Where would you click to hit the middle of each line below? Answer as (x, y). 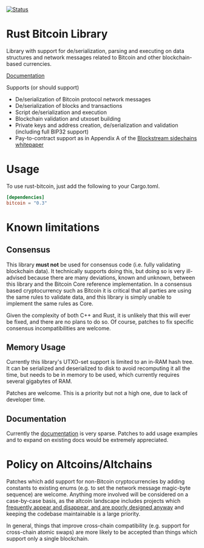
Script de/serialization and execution (61, 112)
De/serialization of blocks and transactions (69, 105)
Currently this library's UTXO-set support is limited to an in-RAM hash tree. (100, 362)
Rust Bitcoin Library (57, 34)
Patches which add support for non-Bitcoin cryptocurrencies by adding (96, 482)
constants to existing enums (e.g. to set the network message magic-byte (99, 488)
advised (16, 277)
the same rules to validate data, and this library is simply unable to (89, 297)
